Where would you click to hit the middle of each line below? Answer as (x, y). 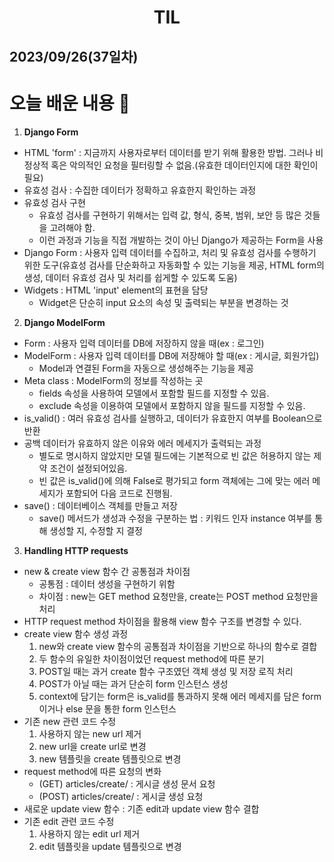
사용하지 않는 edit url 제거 (89, 833)
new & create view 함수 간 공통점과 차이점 (107, 571)
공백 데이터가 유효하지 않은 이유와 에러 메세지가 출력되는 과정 (142, 443)
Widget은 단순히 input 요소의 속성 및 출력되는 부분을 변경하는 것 (163, 302)
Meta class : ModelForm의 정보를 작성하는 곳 (113, 380)
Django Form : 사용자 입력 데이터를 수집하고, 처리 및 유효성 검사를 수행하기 (170, 252)
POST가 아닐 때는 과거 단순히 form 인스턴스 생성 (133, 683)
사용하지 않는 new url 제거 (90, 733)
